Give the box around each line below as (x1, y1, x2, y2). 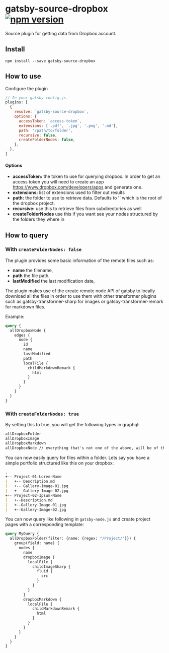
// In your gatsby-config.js (5, 95, 66, 100)
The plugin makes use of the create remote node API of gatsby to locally (5, 288, 155, 294)
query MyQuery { (5, 531, 39, 537)
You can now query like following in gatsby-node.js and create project (5, 516, 151, 522)
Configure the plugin (5, 85, 48, 91)
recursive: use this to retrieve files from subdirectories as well (12, 206, 142, 212)
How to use (5, 72, 41, 81)
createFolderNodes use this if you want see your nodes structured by (12, 211, 158, 217)
